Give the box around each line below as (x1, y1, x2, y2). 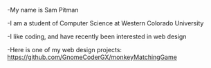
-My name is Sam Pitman (7, 6, 79, 14)
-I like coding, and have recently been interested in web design (7, 32, 187, 41)
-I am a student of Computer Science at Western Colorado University (7, 19, 204, 27)
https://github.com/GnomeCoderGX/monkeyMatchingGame (7, 53, 178, 61)
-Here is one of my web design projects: (7, 46, 122, 54)
